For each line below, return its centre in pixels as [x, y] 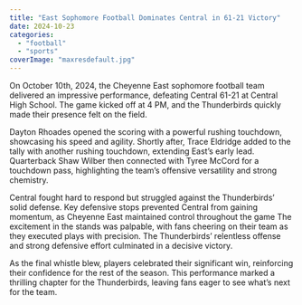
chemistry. [29, 180]
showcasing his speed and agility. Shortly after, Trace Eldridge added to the [150, 142]
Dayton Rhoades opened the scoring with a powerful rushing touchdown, [146, 132]
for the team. [33, 292]
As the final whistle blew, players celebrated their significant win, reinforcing [151, 263]
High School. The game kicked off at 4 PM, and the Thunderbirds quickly [146, 105]
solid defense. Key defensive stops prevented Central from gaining [134, 207]
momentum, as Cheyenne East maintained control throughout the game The [151, 217]
